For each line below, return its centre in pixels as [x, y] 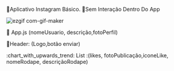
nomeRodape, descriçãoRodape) [47, 62]
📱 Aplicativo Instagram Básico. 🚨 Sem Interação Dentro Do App [83, 9]
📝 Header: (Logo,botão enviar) [43, 44]
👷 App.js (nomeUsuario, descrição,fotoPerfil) [62, 32]
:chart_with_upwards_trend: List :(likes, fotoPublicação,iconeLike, [87, 55]
